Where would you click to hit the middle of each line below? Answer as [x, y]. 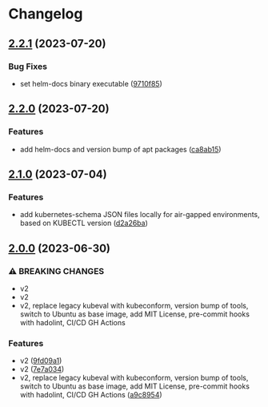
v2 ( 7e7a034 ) [42, 369]
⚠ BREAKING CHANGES [56, 271]
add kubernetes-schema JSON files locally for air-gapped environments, [140, 215]
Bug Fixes [28, 66]
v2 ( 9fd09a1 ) [41, 361]
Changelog [46, 14]
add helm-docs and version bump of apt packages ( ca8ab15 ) [120, 149]
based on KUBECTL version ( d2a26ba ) [84, 223]
